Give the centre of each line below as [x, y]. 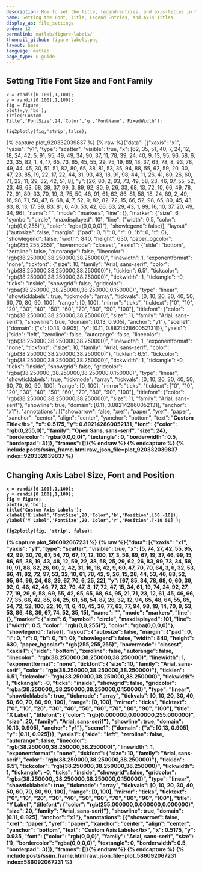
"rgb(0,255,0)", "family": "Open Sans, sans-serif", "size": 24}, [87, 430]
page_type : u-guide [31, 57]
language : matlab [28, 51]
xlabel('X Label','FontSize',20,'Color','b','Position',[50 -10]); [93, 515]
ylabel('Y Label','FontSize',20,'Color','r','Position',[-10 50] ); [94, 521]
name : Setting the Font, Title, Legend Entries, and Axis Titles [90, 17]
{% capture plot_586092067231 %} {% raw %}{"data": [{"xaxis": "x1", [97, 542]
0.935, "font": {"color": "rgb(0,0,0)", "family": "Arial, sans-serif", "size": [100, 837]
